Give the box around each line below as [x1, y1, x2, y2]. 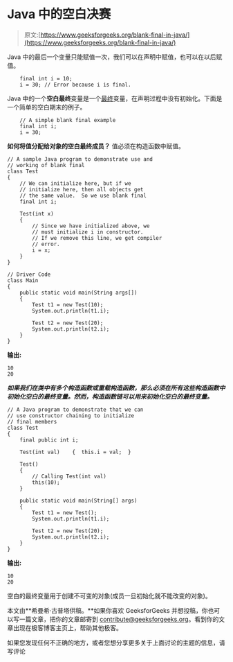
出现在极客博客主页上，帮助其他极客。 [12, 623, 122, 631]
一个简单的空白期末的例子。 [7, 103, 86, 111]
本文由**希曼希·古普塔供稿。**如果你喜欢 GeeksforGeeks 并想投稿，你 [7, 606, 209, 614]
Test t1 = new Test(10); [32, 301, 104, 308]
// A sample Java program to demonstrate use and [7, 155, 153, 163]
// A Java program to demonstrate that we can [7, 406, 144, 413]
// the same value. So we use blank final [19, 192, 147, 199]
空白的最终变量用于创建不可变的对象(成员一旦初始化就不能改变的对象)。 [7, 591, 212, 600]
